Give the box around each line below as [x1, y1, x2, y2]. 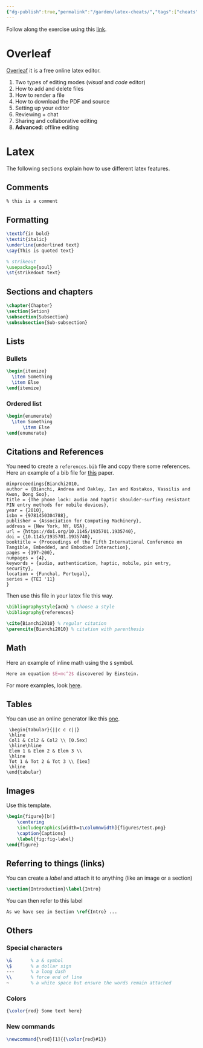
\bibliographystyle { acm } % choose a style [6, 604, 115, 610]
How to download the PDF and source [14, 97, 110, 105]
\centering [17, 819, 45, 825]
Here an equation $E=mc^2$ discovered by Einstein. [6, 670, 139, 677]
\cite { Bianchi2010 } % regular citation [6, 621, 107, 627]
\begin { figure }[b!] [6, 814, 56, 820]
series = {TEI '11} [6, 576, 56, 582]
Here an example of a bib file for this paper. [6, 469, 114, 476]
